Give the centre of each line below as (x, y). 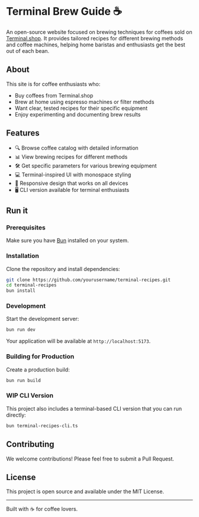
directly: (16, 415)
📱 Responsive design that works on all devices (71, 183)
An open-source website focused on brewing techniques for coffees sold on (99, 32)
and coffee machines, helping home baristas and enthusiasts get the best (96, 45)
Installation (23, 256)
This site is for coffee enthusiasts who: (53, 84)
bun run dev (21, 330)
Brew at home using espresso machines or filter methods (84, 102)
